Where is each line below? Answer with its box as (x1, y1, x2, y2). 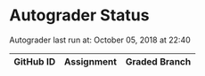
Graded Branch (125, 55, 192, 67)
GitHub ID (13, 55, 56, 67)
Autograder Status (9, 5, 150, 26)
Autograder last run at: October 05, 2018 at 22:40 (9, 34, 192, 45)
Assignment (63, 55, 118, 67)
